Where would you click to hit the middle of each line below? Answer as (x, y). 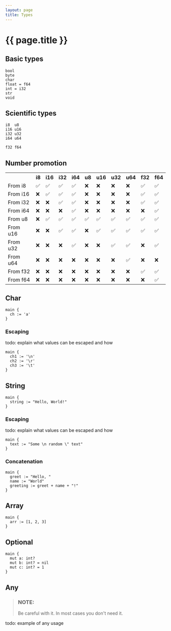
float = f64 (18, 84)
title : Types (19, 15)
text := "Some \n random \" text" (46, 444)
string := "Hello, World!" (38, 402)
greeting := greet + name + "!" (44, 486)
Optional (19, 542)
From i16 (19, 194)
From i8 (17, 186)
